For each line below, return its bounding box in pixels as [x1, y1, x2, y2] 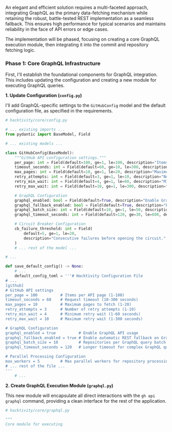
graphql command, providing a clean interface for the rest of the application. [5, 398, 167, 404]
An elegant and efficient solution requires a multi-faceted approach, [5, 5, 148, 10]
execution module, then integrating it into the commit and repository [5, 42, 149, 48]
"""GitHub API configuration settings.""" [14, 155, 106, 160]
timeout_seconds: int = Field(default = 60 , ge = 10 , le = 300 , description [14, 164, 168, 170]
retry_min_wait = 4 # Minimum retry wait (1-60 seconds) [5, 312, 141, 317]
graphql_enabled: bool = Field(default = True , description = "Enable [14, 198, 159, 203]
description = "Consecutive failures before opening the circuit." [24, 236, 166, 241]
